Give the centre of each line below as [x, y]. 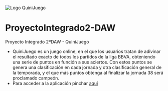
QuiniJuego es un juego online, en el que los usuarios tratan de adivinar [87, 51]
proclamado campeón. [36, 78]
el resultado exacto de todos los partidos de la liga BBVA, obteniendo [84, 56]
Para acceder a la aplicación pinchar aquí [55, 83]
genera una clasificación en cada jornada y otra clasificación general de [87, 67]
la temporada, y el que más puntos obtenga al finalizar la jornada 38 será [88, 72]
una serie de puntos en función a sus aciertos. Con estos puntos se [82, 62]
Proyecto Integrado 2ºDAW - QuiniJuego [47, 41]
